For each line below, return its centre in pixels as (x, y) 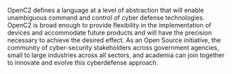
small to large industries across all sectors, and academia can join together (116, 55)
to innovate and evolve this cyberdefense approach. (83, 62)
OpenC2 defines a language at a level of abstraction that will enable (106, 10)
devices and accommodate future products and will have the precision (110, 32)
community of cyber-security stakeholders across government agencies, (113, 48)
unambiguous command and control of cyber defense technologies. (106, 18)
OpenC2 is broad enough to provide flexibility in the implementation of (109, 25)
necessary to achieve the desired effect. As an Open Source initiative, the (114, 40)
